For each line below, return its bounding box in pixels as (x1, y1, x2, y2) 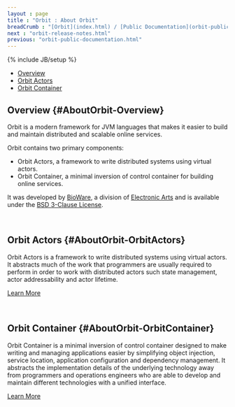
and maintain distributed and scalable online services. (7, 130, 163, 138)
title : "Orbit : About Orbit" (7, 17, 99, 24)
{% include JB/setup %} (7, 55, 77, 64)
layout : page (7, 10, 49, 17)
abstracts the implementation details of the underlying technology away (7, 363, 215, 371)
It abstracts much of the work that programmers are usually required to (7, 260, 212, 269)
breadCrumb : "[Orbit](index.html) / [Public (7, 23, 142, 30)
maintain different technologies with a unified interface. (7, 378, 166, 387)
